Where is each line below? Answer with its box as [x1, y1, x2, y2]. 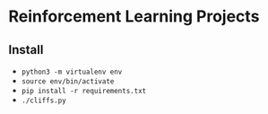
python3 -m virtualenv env [21, 67, 123, 76]
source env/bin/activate [21, 77, 115, 86]
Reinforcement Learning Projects [8, 6, 260, 27]
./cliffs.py [21, 96, 66, 105]
